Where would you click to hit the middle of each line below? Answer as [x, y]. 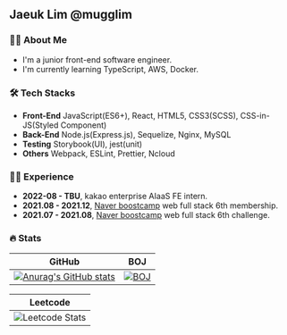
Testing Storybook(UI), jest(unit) [82, 144]
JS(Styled [40, 125]
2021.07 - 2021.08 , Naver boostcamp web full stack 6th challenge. [146, 215]
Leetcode [50, 302]
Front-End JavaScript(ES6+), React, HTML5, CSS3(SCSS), [130, 115]
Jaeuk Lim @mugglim [71, 15]
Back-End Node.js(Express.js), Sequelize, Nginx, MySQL [127, 134]
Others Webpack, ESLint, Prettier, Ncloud [99, 153]
